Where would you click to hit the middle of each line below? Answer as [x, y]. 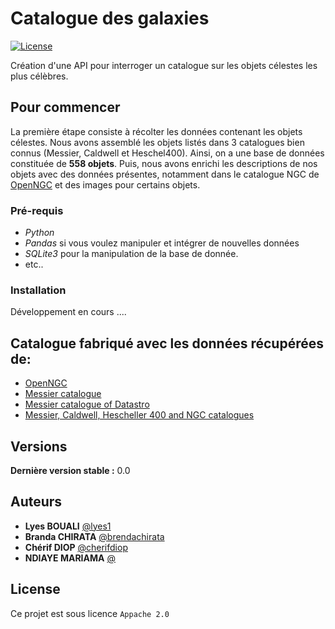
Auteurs [36, 502]
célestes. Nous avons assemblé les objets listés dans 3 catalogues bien [157, 142]
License [35, 589]
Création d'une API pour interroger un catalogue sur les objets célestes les [164, 65]
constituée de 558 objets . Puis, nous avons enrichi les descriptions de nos [164, 163]
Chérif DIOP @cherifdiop [76, 547]
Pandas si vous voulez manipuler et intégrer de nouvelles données [162, 243]
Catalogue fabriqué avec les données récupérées [167, 343]
